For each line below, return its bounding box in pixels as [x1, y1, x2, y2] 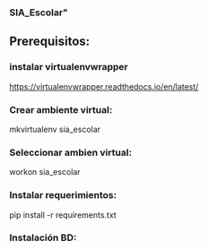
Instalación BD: [9, 231, 77, 244]
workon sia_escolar [9, 167, 81, 177]
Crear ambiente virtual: [9, 103, 113, 116]
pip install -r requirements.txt [9, 209, 117, 220]
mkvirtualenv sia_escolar [9, 124, 101, 134]
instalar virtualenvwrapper [9, 61, 128, 73]
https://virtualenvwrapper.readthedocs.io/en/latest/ [9, 81, 199, 91]
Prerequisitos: [9, 34, 91, 49]
